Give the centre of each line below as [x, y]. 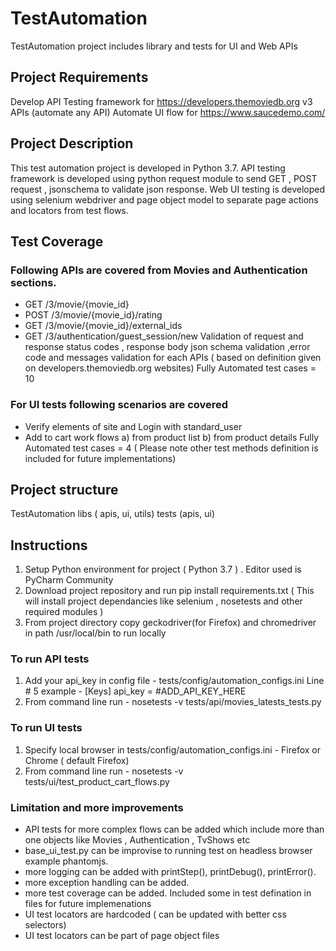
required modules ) [64, 612]
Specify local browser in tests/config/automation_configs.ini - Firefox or [172, 749]
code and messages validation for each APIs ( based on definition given [173, 358]
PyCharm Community [69, 580]
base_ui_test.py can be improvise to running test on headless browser [168, 851]
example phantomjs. [66, 861]
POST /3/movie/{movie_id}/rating [93, 315]
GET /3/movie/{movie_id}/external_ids [103, 326]
